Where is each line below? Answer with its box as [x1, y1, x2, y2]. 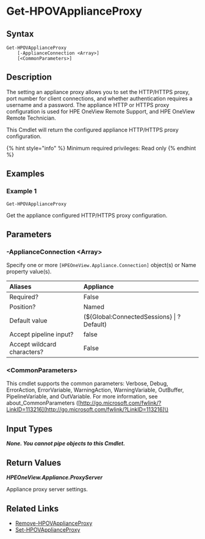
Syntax [6, 29, 34, 39]
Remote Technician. [6, 114, 56, 122]
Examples [6, 169, 45, 179]
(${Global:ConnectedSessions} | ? [83, 313, 181, 321]
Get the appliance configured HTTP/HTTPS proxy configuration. [6, 211, 168, 219]
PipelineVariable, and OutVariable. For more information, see [6, 393, 158, 400]
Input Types [6, 424, 53, 434]
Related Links [6, 503, 59, 514]
